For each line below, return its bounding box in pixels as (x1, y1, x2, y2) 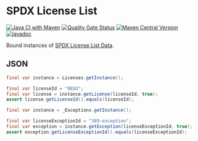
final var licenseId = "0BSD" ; (6, 85, 84, 92)
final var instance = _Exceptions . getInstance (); (6, 107, 132, 114)
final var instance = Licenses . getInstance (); (6, 74, 124, 81)
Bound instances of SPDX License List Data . (6, 42, 114, 49)
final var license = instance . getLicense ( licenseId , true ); (6, 91, 159, 97)
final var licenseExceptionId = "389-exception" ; (6, 118, 132, 124)
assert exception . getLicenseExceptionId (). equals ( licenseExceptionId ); (6, 129, 187, 135)
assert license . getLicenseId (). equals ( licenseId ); (6, 96, 134, 102)
